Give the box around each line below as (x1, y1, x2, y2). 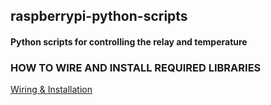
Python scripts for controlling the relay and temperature (10, 35, 248, 48)
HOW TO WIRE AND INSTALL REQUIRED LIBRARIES (10, 60, 262, 74)
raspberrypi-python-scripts (10, 8, 188, 25)
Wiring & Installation (10, 84, 93, 96)
